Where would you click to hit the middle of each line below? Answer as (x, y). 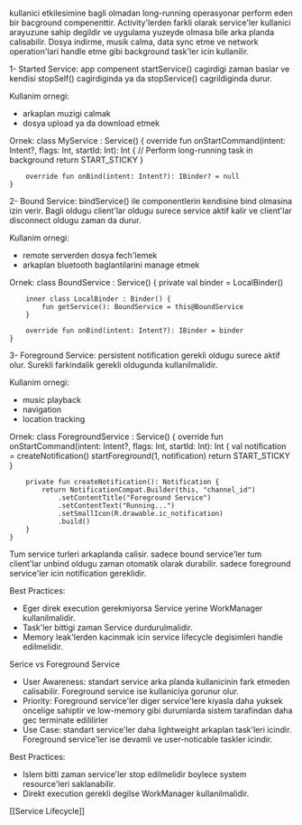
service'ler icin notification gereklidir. (78, 573)
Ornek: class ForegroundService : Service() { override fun (116, 436)
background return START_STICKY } (77, 160)
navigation (42, 409)
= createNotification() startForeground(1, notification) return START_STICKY (150, 456)
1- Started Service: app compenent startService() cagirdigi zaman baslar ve (150, 69)
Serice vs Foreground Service (64, 664)
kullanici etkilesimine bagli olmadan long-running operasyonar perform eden (151, 13)
